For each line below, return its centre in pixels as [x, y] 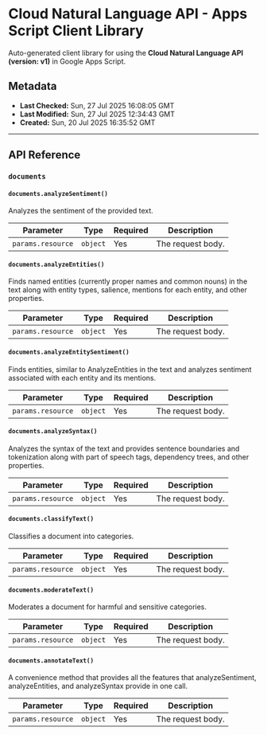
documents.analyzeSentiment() [58, 194]
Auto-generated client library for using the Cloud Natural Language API [126, 53]
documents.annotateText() [51, 661]
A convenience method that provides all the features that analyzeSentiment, [132, 678]
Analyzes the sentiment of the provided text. [81, 211]
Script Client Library [76, 31]
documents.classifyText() [51, 519]
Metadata [33, 86]
